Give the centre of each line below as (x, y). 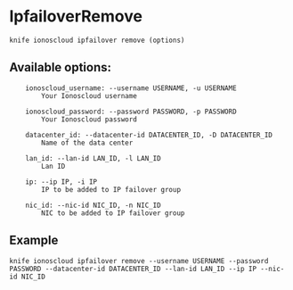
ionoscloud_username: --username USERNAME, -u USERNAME (131, 88)
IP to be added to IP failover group (111, 189)
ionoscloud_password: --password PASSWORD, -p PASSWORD (131, 112)
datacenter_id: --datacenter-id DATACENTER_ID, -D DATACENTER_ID (149, 135)
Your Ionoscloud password (90, 119)
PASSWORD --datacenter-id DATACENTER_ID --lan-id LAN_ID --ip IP (133, 269)
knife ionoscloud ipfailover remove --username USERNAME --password (139, 261)
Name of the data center (87, 143)
